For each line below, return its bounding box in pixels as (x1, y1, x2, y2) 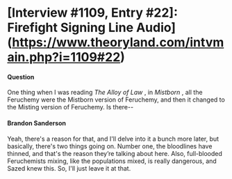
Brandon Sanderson (7, 118, 67, 127)
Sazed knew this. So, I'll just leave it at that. (7, 164, 131, 172)
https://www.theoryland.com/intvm (12, 35, 224, 50)
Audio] (135, 20, 176, 36)
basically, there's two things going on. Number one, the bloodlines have (7, 141, 213, 150)
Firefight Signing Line (7, 20, 134, 36)
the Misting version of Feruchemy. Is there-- (7, 103, 134, 111)
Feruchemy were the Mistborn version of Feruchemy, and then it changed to (7, 95, 226, 104)
